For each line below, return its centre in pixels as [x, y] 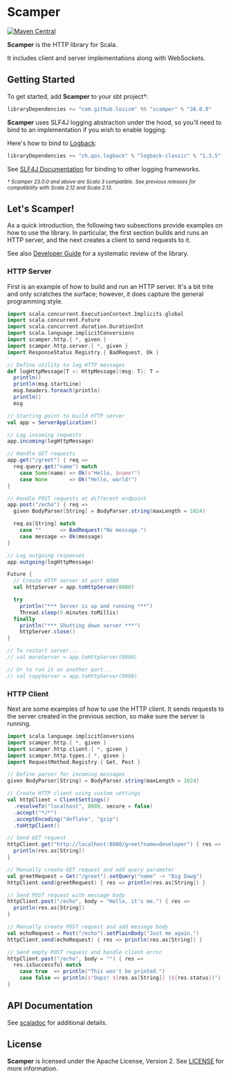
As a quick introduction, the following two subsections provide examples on [115, 225]
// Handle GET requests [41, 454]
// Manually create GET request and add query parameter [91, 870]
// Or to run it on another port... [60, 669]
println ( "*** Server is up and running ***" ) [86, 606]
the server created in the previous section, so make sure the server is [106, 716]
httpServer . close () [48, 632]
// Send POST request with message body [66, 895]
